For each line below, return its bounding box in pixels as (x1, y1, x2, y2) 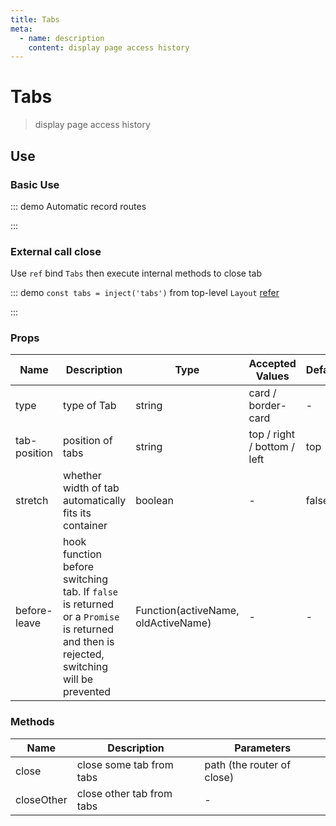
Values (255, 369, 290, 383)
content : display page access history (28, 42, 190, 53)
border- (248, 399, 288, 413)
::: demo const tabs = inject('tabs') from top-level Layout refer (10, 287, 280, 299)
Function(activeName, (135, 604, 240, 618)
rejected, (62, 647, 105, 661)
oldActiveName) (135, 616, 212, 630)
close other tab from (76, 786, 173, 800)
